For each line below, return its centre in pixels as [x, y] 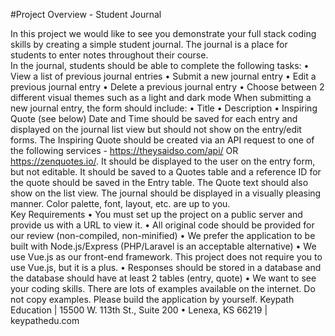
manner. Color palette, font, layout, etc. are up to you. [120, 203]
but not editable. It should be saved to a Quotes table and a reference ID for [166, 172]
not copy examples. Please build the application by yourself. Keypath [152, 299]
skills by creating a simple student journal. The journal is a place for [149, 44]
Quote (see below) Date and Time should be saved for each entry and [154, 118]
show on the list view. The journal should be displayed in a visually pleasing [166, 193]
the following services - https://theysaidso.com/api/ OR [124, 150]
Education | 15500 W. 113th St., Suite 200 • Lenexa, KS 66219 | [139, 310]
